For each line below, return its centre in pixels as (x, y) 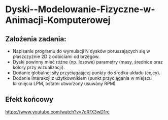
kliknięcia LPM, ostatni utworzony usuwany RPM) (64, 83)
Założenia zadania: (36, 39)
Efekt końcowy (29, 99)
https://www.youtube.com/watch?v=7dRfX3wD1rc (58, 112)
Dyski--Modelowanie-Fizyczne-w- (80, 9)
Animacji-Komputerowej (58, 20)
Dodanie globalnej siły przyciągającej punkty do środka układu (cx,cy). (87, 73)
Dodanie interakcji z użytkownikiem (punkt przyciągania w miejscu (82, 78)
